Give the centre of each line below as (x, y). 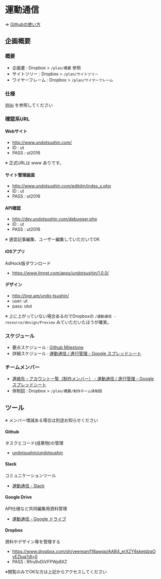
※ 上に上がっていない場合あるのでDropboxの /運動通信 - (61, 316)
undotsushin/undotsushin (37, 453)
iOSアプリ (15, 252)
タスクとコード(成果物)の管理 (34, 443)
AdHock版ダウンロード (28, 263)
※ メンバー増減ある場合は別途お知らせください (52, 420)
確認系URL (17, 119)
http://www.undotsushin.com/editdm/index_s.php (62, 186)
